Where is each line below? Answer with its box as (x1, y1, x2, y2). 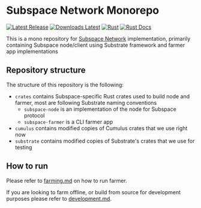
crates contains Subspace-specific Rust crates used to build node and (14, 92, 190, 100)
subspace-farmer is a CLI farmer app (23, 118, 113, 125)
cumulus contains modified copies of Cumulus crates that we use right (14, 124, 188, 132)
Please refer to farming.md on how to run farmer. (6, 177, 127, 184)
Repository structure (6, 65, 86, 76)
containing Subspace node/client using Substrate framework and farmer (6, 41, 185, 49)
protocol (23, 111, 45, 119)
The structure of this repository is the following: (6, 81, 124, 88)
